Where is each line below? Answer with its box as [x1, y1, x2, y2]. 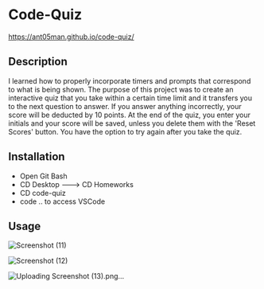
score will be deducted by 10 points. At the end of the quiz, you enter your [8, 110, 251, 119]
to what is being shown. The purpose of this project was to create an [8, 84, 234, 94]
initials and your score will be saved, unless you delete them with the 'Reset [8, 118, 256, 128]
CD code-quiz [19, 188, 66, 197]
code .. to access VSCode [19, 197, 106, 206]
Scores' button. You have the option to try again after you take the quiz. [8, 127, 243, 136]
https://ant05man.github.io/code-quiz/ [8, 32, 134, 41]
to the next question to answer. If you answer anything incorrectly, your [8, 101, 243, 111]
